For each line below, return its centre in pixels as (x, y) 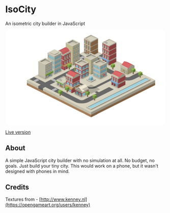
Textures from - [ (23, 199)
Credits (17, 187)
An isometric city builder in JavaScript (45, 23)
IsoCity (21, 9)
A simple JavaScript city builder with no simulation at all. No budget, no (80, 160)
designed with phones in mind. (37, 171)
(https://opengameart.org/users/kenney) (48, 205)
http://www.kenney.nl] (64, 199)
